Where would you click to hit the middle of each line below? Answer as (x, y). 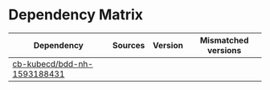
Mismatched (224, 40)
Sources (129, 45)
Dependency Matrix (76, 15)
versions (225, 50)
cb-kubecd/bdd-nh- (53, 63)
